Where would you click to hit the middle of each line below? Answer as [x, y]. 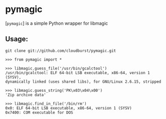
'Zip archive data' [26, 95]
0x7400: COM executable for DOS [39, 112]
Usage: [17, 39]
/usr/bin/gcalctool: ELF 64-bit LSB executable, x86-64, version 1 [78, 73]
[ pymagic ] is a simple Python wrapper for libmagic [57, 23]
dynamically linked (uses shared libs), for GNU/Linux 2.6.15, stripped [83, 82]
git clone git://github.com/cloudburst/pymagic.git [61, 51]
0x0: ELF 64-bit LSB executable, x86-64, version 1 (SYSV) [69, 108]
